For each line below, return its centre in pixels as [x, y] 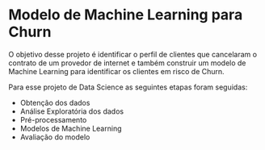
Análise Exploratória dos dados [72, 111]
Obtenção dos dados [55, 102]
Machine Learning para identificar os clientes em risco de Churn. [116, 71]
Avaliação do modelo [55, 137]
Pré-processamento [53, 119]
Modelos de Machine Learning [71, 128]
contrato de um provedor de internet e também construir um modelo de [127, 63]
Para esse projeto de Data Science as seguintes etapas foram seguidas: [128, 87]
